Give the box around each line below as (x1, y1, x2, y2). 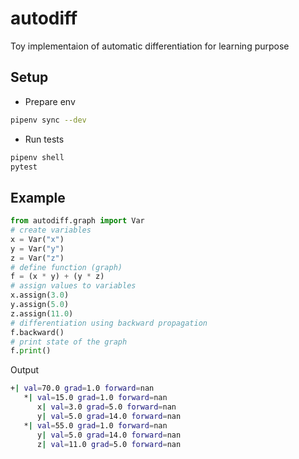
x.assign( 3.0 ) (10, 290, 70, 301)
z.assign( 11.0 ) (10, 308, 74, 319)
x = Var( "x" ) (10, 234, 65, 244)
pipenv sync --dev (10, 115, 87, 125)
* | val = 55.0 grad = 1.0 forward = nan (23, 420, 168, 431)
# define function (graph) (10, 262, 123, 272)
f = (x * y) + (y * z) (10, 272, 105, 282)
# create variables (10, 225, 92, 236)
